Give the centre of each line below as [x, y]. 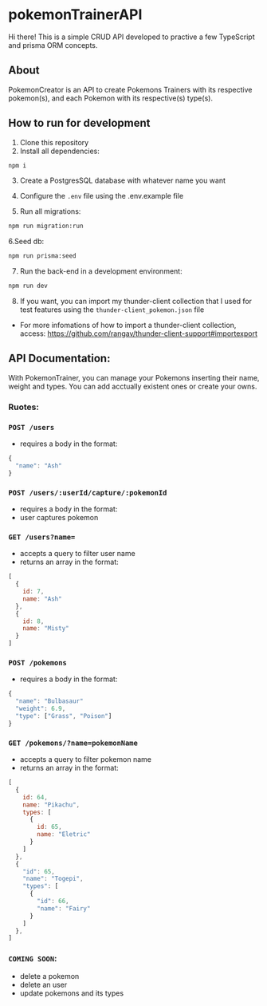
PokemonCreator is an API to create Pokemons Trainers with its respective [130, 89]
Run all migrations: [50, 211]
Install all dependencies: [59, 151]
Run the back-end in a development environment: [101, 271]
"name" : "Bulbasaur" [49, 701]
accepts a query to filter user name [77, 554]
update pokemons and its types [72, 993]
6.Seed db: [26, 242]
